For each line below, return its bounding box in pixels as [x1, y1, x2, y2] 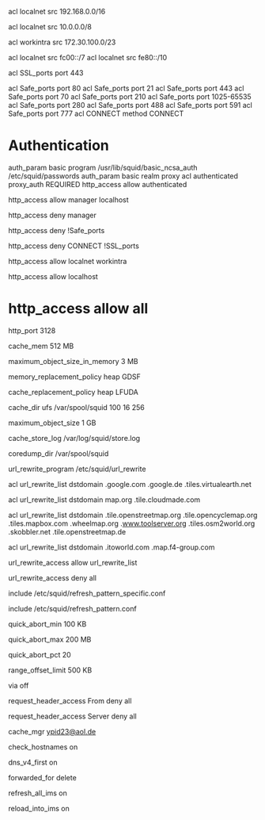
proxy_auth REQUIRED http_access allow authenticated [8, 179, 187, 189]
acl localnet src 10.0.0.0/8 [8, 22, 93, 31]
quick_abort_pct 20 [8, 649, 71, 659]
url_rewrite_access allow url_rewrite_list [8, 558, 138, 567]
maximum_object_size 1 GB [8, 418, 97, 427]
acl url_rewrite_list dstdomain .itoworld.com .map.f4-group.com [8, 542, 215, 552]
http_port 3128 [8, 325, 56, 335]
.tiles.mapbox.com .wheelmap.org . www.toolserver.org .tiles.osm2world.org [8, 519, 256, 528]
